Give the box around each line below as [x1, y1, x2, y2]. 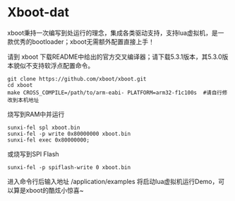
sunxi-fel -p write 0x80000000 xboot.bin [7, 130, 131, 137]
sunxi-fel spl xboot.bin [7, 124, 80, 131]
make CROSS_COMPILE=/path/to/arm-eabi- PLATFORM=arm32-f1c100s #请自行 [7, 89, 222, 96]
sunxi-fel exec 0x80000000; [7, 136, 90, 144]
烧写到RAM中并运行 [7, 110, 65, 118]
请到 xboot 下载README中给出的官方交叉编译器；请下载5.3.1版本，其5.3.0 [7, 52, 222, 61]
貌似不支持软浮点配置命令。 [13, 61, 94, 69]
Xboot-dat [7, 4, 69, 21]
